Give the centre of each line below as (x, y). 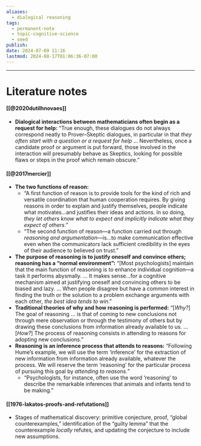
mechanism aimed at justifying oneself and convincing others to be (98, 283)
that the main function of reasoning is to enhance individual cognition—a (104, 269)
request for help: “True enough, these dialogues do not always (93, 128)
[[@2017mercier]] (29, 174)
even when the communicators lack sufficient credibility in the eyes (107, 244)
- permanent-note (33, 28)
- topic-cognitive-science (45, 34)
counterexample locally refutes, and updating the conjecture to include (102, 430)
